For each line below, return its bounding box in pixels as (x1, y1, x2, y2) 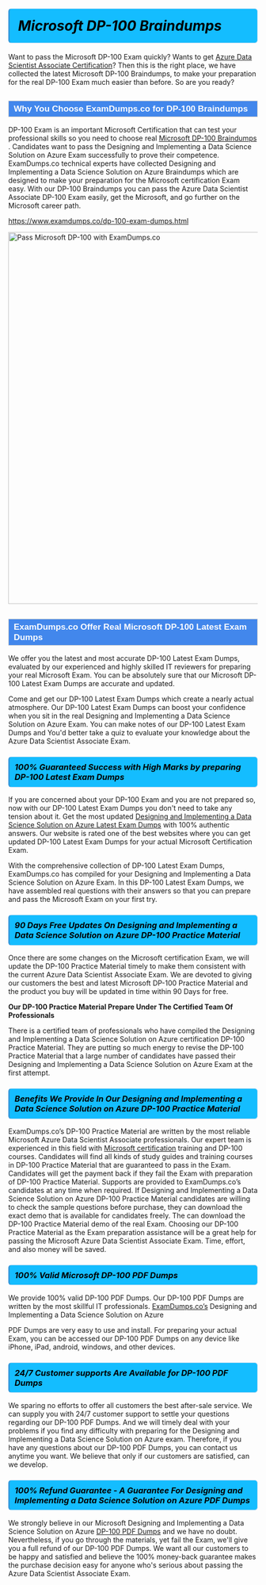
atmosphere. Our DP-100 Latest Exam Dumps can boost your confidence (8, 703, 246, 712)
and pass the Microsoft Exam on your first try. (8, 895, 158, 904)
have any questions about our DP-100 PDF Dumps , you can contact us (8, 1442, 237, 1452)
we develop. (8, 1460, 48, 1469)
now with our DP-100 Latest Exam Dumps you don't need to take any (8, 804, 233, 813)
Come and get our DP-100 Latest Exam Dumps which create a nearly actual (8, 694, 254, 704)
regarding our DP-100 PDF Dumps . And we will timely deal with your (8, 1417, 230, 1427)
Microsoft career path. (8, 201, 82, 210)
